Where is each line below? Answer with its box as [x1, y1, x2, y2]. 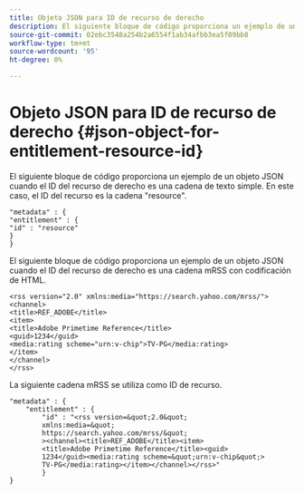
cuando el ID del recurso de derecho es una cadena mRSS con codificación [9, 265, 291, 276]
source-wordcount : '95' [9, 47, 100, 56]
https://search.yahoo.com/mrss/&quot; [42, 428, 188, 438]
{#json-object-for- [76, 121, 220, 142]
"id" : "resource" [9, 223, 79, 232]
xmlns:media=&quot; [42, 421, 116, 430]
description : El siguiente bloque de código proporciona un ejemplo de [9, 22, 285, 31]
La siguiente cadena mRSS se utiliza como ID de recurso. [9, 379, 223, 390]
